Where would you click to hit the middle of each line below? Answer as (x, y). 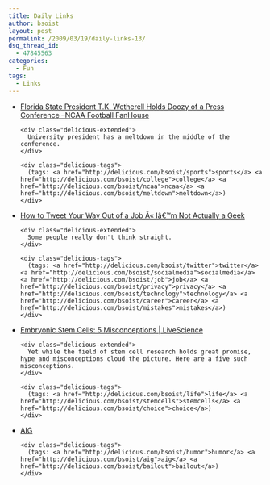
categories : (28, 61)
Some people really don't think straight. (100, 237)
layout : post (30, 31)
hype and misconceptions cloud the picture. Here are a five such (134, 359)
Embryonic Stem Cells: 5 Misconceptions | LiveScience (112, 330)
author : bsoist (34, 23)
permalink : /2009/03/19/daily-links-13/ (77, 38)
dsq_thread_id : (34, 46)
